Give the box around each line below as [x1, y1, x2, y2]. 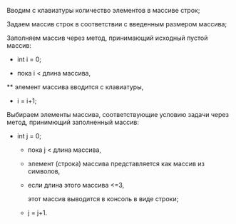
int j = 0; [16, 132, 42, 140]
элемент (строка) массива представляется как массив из [27, 160, 205, 168]
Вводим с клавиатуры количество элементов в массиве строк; [6, 6, 200, 14]
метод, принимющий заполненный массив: [6, 118, 140, 126]
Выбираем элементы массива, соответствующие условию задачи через [6, 111, 230, 118]
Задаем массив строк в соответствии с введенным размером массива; [6, 20, 227, 28]
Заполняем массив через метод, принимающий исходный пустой [6, 34, 208, 42]
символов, [27, 167, 61, 175]
